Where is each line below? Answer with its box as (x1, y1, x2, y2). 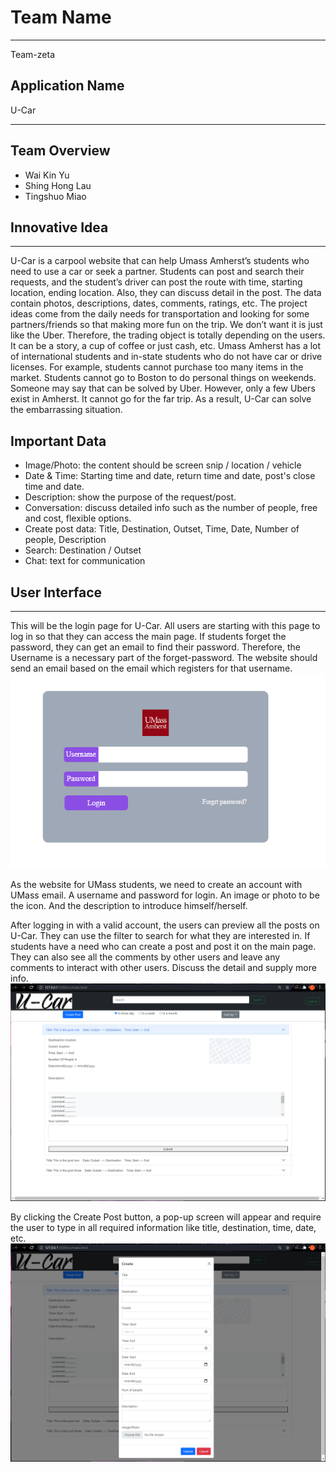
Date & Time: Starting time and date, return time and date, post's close (24, 470, 316, 482)
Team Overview (10, 142, 111, 160)
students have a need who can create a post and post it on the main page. (10, 940, 317, 952)
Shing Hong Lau (24, 179, 92, 191)
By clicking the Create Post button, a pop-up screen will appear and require (10, 1211, 322, 1223)
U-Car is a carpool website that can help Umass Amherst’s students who (10, 255, 310, 267)
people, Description (24, 534, 107, 546)
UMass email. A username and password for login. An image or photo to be (10, 889, 320, 901)
